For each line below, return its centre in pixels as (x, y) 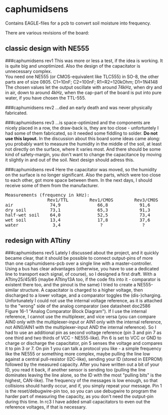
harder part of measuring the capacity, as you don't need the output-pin (79, 396)
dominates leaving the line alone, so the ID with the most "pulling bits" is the (83, 375)
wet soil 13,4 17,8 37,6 (78, 220)
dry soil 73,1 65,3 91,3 (78, 210)
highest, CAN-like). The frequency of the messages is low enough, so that (81, 380)
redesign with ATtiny (38, 241)
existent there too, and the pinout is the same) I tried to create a (71, 284)
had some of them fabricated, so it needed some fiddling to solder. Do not (81, 133)
